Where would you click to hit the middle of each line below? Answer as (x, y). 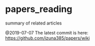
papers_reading (39, 9)
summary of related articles (33, 23)
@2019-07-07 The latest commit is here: (47, 32)
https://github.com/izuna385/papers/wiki (47, 38)
